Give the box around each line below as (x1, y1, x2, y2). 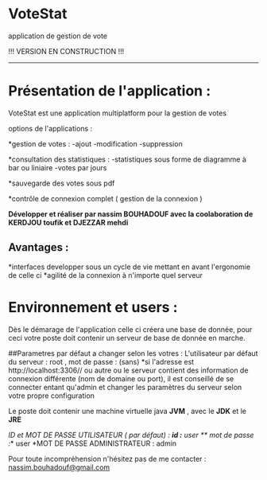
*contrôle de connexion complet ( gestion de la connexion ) (8, 193, 203, 203)
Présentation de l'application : (8, 82, 211, 100)
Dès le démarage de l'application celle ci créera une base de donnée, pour (8, 324, 253, 334)
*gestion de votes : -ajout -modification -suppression (8, 139, 183, 148)
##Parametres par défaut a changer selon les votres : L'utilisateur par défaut (8, 348, 258, 358)
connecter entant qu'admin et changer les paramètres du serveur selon (8, 382, 242, 392)
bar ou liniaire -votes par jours (8, 162, 107, 172)
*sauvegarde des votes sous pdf (8, 178, 115, 188)
